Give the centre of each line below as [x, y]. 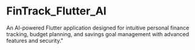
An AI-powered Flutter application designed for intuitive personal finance [98, 28]
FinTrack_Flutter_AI [56, 11]
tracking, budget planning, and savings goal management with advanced [98, 34]
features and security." [35, 40]
